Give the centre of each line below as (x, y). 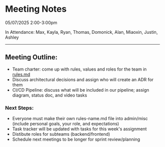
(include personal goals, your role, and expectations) (66, 124)
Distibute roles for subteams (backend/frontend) (61, 134)
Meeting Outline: (31, 57)
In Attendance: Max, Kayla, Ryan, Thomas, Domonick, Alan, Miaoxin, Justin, (82, 32)
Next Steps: (19, 108)
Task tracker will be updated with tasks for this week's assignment (80, 129)
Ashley (12, 37)
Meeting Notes (36, 9)
